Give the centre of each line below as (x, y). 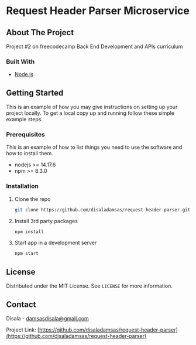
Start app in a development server (56, 243)
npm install (29, 232)
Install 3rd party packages (46, 221)
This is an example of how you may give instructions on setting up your (92, 107)
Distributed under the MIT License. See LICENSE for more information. (89, 286)
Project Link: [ (23, 330)
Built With (20, 62)
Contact (21, 304)
